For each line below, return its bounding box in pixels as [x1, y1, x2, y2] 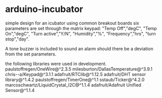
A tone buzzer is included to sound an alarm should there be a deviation [5, 45, 153, 51]
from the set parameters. [5, 51, 56, 57]
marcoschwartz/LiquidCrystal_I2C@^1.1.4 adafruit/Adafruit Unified [5, 81, 141, 88]
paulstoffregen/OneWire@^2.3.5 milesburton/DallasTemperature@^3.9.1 [5, 66, 152, 72]
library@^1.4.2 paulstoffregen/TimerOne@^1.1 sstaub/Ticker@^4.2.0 [5, 76, 145, 82]
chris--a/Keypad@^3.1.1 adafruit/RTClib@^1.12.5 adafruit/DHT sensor [5, 71, 146, 77]
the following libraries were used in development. [5, 60, 106, 66]
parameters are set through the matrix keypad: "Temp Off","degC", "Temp [5, 25, 157, 31]
